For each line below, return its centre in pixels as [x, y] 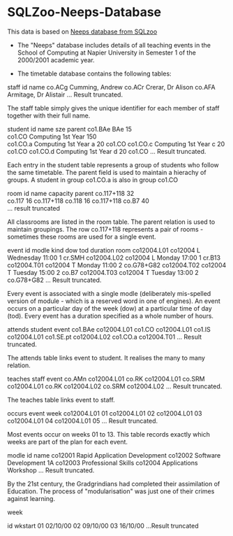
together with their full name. [49, 115]
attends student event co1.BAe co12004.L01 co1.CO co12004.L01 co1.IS [109, 329]
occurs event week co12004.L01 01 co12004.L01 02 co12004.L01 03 [105, 413]
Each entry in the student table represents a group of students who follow [113, 164]
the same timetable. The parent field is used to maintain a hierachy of [107, 172]
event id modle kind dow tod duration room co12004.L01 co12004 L [104, 250]
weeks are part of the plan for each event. [67, 442]
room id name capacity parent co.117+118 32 [71, 193]
